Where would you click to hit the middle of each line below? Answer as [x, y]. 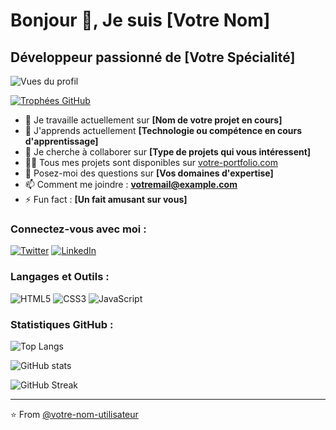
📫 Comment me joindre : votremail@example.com [131, 184]
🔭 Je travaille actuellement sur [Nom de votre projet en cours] [153, 120]
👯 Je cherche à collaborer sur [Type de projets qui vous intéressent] [168, 152]
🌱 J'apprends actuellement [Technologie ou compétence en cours [163, 130]
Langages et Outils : [60, 277]
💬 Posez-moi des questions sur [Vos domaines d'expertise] [149, 173]
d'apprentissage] [61, 141]
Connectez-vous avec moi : [78, 229]
